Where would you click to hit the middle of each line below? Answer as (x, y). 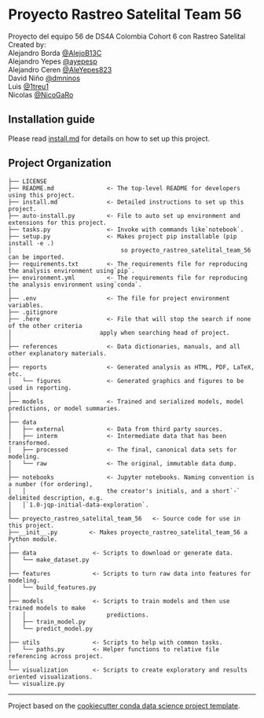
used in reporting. (40, 388)
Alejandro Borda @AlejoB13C (55, 53)
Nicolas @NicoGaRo (41, 94)
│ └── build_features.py (52, 587)
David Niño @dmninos (44, 78)
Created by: (27, 44)
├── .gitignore (33, 312)
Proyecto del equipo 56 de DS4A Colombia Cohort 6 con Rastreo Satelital (127, 36)
